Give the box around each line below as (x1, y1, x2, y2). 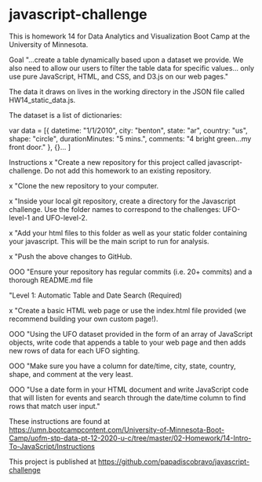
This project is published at (9, 457, 96, 466)
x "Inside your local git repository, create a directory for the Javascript (9, 196, 236, 206)
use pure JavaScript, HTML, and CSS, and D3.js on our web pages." (9, 71, 229, 81)
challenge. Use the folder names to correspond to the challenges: (9, 204, 221, 214)
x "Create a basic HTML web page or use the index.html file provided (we (9, 305, 246, 315)
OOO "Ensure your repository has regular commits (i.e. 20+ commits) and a (9, 267, 253, 276)
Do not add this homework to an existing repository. (44, 166, 212, 175)
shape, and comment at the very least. (9, 369, 133, 378)
